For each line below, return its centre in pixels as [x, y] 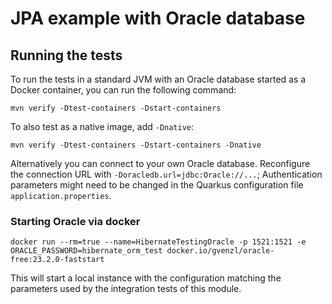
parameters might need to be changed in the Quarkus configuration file [157, 185]
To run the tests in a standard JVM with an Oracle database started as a [158, 79]
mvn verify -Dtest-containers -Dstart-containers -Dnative [136, 145]
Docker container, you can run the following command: [123, 90]
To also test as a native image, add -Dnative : [102, 126]
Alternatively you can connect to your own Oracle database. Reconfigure [160, 163]
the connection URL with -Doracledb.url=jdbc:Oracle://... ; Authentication [166, 174]
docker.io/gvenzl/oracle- [220, 251]
